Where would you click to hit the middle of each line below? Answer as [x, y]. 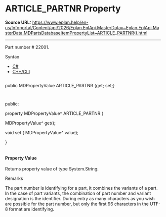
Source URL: [18, 22]
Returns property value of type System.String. [52, 169]
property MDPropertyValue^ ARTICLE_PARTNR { [54, 113]
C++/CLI [21, 71]
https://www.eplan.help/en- [60, 22]
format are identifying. [32, 209]
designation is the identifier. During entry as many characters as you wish [80, 199]
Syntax [12, 56]
